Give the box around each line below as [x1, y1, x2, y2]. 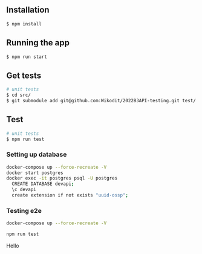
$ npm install [6, 21, 42, 27]
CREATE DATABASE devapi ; [11, 181, 74, 187]
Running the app [6, 37, 70, 48]
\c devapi [11, 187, 36, 193]
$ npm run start [6, 54, 47, 60]
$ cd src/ [6, 92, 31, 99]
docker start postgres [6, 169, 64, 176]
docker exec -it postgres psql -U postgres [6, 175, 118, 181]
